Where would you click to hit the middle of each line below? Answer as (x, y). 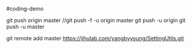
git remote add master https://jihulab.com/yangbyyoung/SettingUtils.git (95, 38)
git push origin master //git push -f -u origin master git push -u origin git (96, 20)
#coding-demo (25, 9)
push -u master (25, 27)
